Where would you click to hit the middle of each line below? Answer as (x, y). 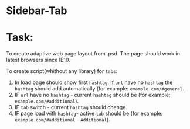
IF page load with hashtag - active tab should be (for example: (89, 114)
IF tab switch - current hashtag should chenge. (71, 107)
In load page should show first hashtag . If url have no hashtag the (94, 82)
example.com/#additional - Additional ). (62, 120)
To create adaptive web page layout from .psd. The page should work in (93, 54)
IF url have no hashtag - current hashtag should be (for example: (92, 95)
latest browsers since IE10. (38, 60)
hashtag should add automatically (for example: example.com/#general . (99, 89)
